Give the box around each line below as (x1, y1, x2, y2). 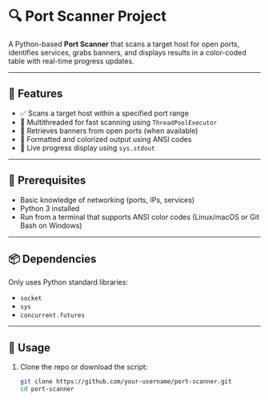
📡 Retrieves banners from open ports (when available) (19, 126, 199, 136)
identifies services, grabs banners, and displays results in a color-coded (8, 47, 247, 57)
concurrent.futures (19, 311, 86, 320)
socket (19, 294, 42, 302)
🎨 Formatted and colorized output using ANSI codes (19, 134, 192, 144)
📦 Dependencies (8, 252, 97, 265)
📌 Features (8, 87, 63, 101)
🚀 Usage (8, 341, 50, 354)
